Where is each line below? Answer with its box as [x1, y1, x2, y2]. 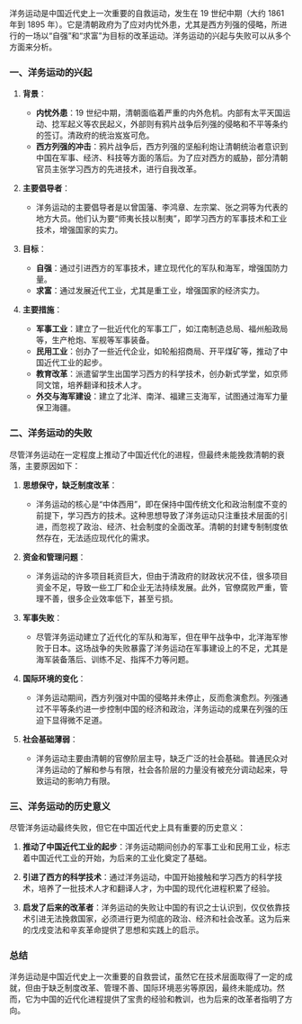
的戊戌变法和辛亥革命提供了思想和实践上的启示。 [22, 924, 204, 935]
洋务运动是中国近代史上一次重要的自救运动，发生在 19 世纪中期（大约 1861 [9, 8, 285, 18]
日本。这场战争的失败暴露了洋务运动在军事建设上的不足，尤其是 [51, 642, 289, 653]
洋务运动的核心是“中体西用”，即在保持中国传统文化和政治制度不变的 [35, 499, 288, 509]
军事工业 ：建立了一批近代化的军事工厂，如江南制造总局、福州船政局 [35, 323, 289, 335]
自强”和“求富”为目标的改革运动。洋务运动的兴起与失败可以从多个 [52, 31, 291, 40]
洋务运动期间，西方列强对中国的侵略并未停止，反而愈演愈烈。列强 [35, 692, 280, 703]
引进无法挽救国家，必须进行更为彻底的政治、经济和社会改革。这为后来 [30, 912, 290, 924]
